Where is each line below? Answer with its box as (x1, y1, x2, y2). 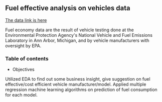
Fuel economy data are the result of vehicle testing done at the (5, 27, 134, 33)
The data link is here (5, 17, 47, 23)
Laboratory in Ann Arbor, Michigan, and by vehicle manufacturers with (5, 37, 150, 43)
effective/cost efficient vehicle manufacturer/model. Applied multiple (5, 82, 147, 88)
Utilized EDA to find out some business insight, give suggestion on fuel (5, 76, 151, 82)
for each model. (5, 92, 38, 98)
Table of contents (5, 55, 49, 62)
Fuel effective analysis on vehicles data (5, 4, 131, 12)
